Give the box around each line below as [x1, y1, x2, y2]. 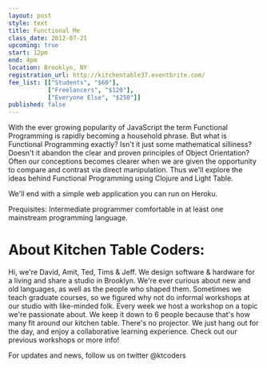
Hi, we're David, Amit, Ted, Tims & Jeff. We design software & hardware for [8, 267, 256, 277]
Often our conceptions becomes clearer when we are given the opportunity [8, 156, 257, 166]
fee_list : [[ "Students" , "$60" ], [8, 78, 120, 86]
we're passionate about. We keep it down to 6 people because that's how [8, 310, 250, 319]
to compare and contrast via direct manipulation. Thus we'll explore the [8, 165, 243, 175]
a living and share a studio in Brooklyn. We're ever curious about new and [8, 276, 251, 286]
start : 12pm [8, 49, 48, 57]
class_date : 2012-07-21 [8, 34, 88, 42]
